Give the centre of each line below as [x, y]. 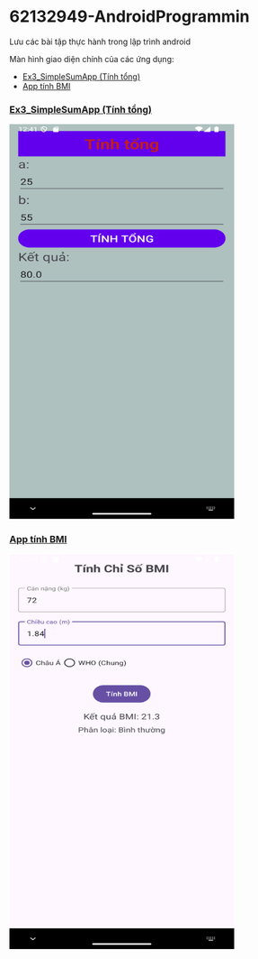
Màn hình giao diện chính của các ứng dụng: [92, 59]
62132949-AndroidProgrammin [129, 17]
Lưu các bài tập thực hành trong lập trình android [100, 41]
